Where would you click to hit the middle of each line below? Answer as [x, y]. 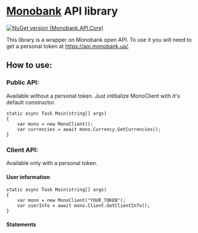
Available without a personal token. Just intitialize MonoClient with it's [93, 96]
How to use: [29, 65]
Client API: [22, 150]
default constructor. [31, 102]
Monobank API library [62, 11]
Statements [21, 224]
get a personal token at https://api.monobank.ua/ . [68, 46]
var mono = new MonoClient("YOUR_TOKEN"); [71, 201]
